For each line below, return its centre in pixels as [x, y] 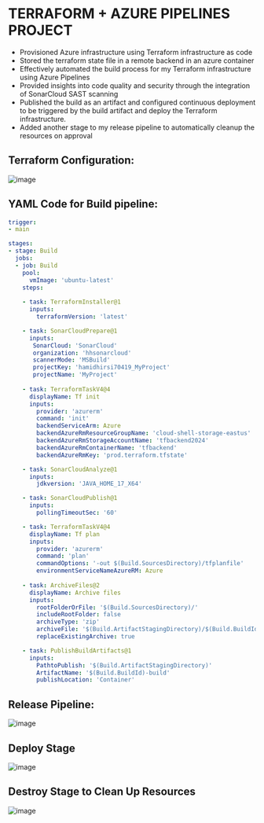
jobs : [24, 259]
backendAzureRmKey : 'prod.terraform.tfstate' [112, 455]
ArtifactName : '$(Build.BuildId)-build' [103, 673]
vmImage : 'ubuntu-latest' [71, 280]
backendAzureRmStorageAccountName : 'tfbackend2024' [123, 441]
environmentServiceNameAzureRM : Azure [100, 571]
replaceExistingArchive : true [86, 637]
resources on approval [56, 135]
